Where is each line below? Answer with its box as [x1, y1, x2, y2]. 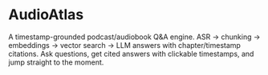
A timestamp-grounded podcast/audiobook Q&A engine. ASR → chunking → [8, 32, 261, 41]
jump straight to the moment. [8, 57, 104, 67]
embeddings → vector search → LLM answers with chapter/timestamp [8, 40, 241, 49]
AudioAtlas [8, 6, 84, 24]
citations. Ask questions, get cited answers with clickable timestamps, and [8, 49, 254, 58]
